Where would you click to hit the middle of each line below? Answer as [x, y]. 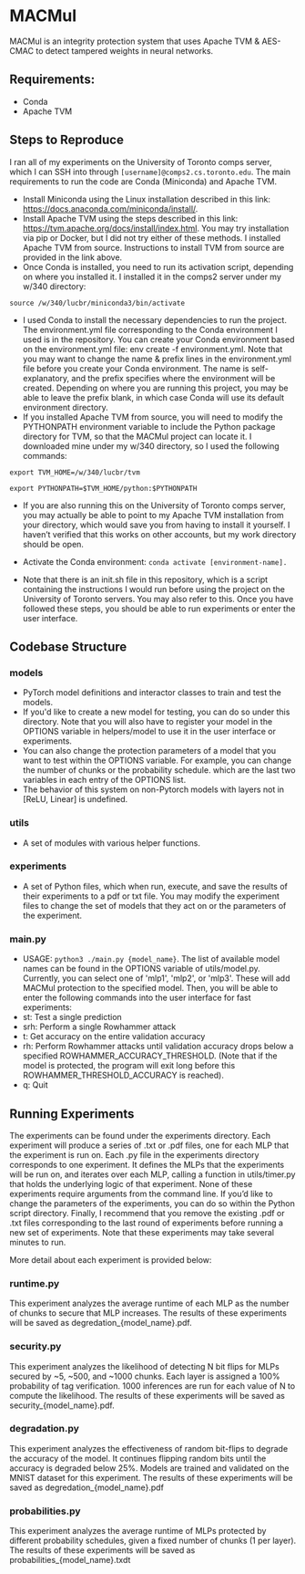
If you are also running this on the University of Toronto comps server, [154, 505]
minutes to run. [38, 1242]
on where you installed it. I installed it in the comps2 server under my [152, 276]
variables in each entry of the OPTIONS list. [104, 780]
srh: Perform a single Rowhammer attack [99, 1027]
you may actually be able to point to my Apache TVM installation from [153, 515]
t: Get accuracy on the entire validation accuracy [114, 1037]
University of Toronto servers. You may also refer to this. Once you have [158, 599]
